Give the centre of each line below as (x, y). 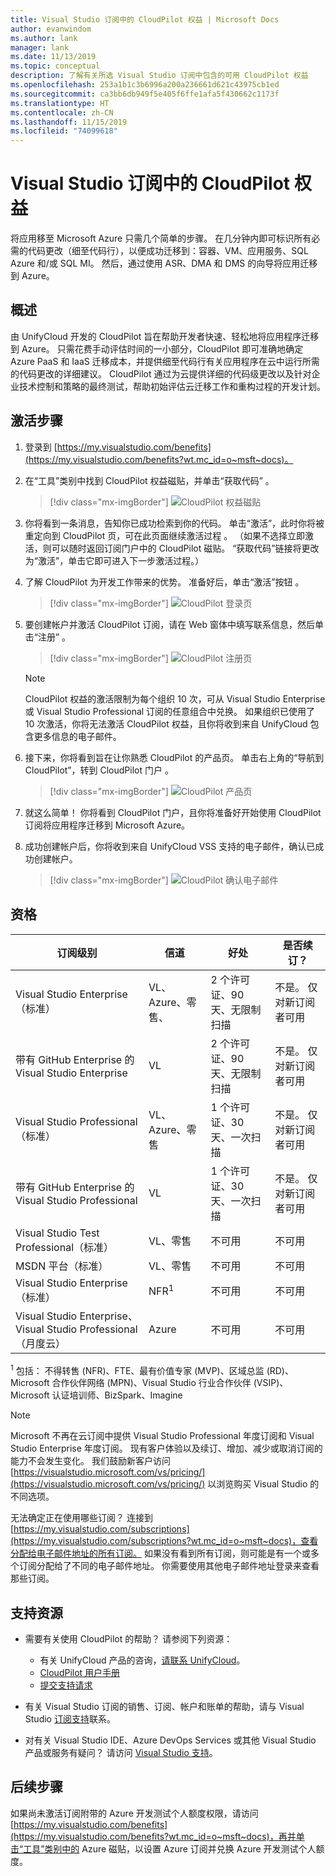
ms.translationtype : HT (60, 103)
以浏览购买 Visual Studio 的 (263, 1484)
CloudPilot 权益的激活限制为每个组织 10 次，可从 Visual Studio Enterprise (175, 698)
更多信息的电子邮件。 (77, 736)
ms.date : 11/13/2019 (53, 57)
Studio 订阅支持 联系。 (70, 1718)
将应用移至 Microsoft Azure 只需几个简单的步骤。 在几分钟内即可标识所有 (161, 238)
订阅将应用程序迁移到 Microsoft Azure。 (107, 825)
